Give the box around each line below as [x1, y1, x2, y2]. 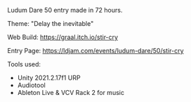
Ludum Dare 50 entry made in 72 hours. [7, 6, 123, 14]
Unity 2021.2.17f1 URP [17, 73, 81, 82]
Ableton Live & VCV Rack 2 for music [17, 89, 125, 96]
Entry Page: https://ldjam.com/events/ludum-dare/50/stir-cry [7, 47, 184, 54]
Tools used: [7, 60, 41, 68]
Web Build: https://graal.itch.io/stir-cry [7, 33, 118, 41]
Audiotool [17, 81, 46, 89]
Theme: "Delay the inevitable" [7, 20, 94, 27]
